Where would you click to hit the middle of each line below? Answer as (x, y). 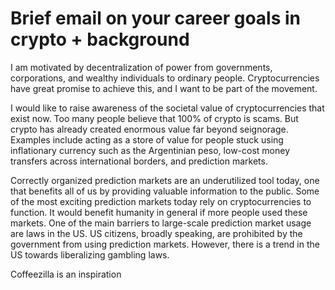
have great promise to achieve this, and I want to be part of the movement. (164, 88)
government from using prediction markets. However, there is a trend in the (165, 244)
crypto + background (100, 39)
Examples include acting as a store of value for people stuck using (147, 139)
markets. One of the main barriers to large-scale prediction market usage (161, 223)
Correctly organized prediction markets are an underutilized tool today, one (165, 180)
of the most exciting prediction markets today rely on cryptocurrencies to (161, 201)
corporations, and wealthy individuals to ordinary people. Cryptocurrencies (165, 78)
